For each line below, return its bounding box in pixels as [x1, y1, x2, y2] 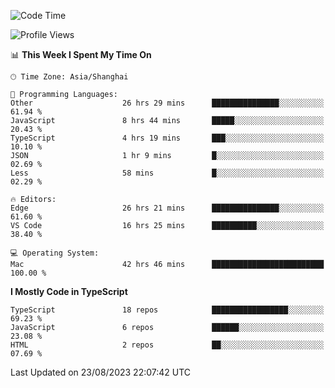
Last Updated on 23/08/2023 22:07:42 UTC [10, 366, 192, 378]
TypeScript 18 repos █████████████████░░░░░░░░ [10, 305, 325, 315]
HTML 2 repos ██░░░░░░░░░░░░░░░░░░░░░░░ [10, 340, 325, 350]
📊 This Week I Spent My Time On [10, 49, 152, 60]
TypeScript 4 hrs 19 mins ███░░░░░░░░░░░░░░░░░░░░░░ [10, 133, 325, 143]
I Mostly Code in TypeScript [10, 286, 128, 297]
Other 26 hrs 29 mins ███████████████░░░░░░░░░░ [10, 98, 325, 108]
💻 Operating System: [10, 248, 100, 258]
